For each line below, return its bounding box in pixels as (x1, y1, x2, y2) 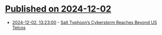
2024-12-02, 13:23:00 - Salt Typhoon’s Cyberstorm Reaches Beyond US (12, 19, 157, 25)
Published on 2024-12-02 (5, 3, 111, 15)
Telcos (12, 24, 26, 30)
